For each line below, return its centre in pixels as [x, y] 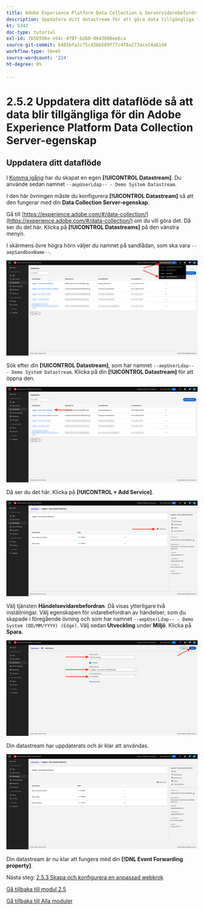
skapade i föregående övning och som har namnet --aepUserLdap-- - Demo [100, 619]
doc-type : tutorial [31, 32]
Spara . [15, 632]
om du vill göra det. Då [162, 220]
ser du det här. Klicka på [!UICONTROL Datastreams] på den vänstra [93, 227]
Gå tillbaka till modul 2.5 [36, 889]
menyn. [16, 233]
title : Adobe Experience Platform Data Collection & [74, 13]
